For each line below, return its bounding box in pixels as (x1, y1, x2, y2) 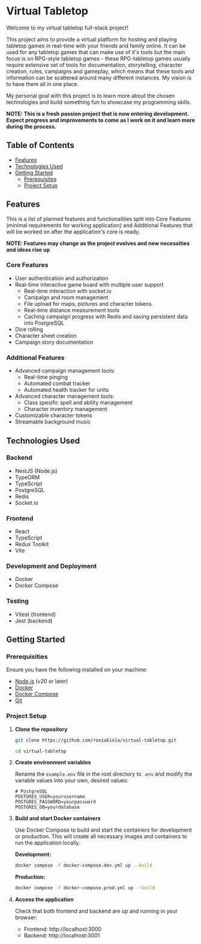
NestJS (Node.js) (14, 467, 58, 474)
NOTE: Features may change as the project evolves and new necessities (6, 239, 190, 247)
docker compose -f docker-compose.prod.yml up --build (14, 885, 155, 891)
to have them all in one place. (6, 80, 79, 88)
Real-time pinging (23, 374, 68, 381)
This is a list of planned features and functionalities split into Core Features (6, 215, 191, 222)
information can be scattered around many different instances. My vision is (6, 74, 192, 81)
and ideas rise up (6, 246, 50, 253)
